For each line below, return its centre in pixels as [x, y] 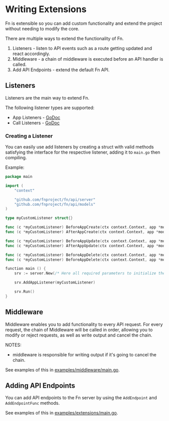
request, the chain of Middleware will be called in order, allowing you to [79, 330]
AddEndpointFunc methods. [33, 403]
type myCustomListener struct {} [39, 218]
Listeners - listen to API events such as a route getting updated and [82, 48]
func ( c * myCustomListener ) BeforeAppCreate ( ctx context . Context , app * [83, 227]
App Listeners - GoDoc [36, 117]
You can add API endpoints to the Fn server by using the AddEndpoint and [81, 398]
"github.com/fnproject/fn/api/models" [55, 204]
